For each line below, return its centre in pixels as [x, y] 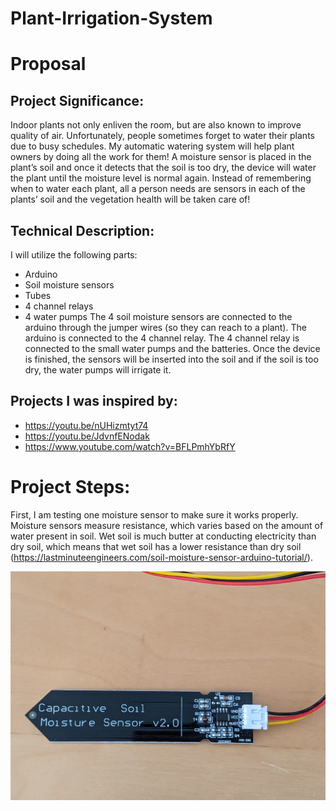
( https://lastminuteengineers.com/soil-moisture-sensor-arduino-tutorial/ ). [161, 557]
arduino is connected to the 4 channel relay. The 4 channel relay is [162, 338]
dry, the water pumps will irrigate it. [98, 370]
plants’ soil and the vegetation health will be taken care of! [130, 199]
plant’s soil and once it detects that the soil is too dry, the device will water [163, 168]
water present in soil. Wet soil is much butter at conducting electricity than [163, 536]
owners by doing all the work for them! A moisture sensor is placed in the [161, 157]
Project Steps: [70, 487]
